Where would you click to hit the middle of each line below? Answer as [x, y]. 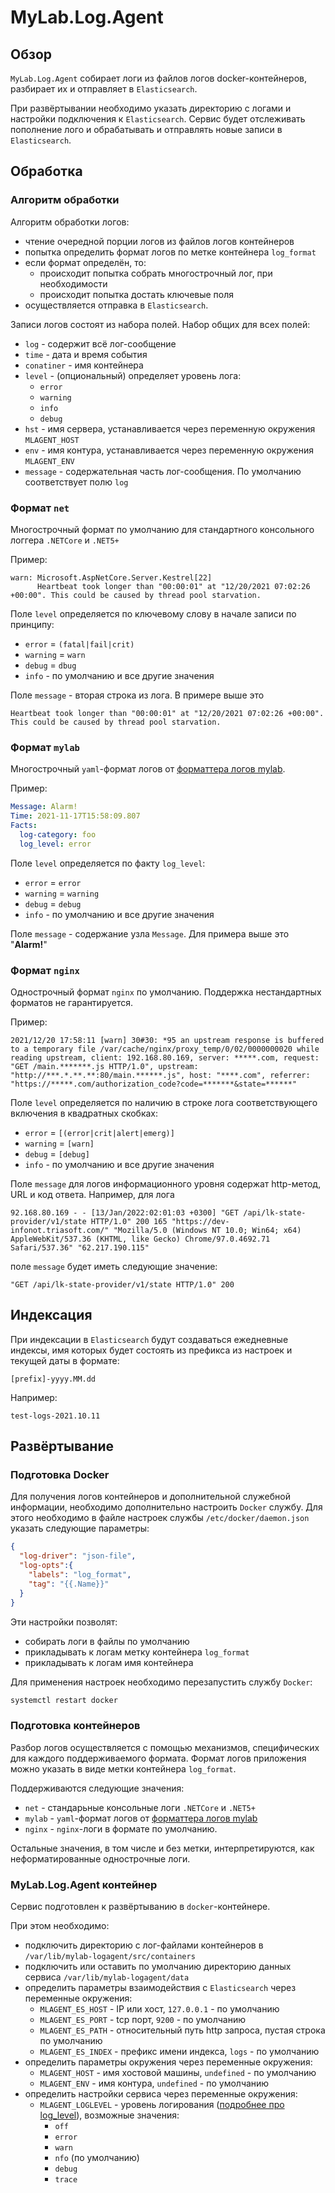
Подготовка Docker [60, 1475]
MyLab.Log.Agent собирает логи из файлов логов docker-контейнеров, [158, 78]
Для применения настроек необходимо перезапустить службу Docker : [161, 1682]
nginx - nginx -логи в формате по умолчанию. [121, 1828]
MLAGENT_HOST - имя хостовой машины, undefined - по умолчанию [178, 2073]
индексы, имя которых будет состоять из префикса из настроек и [151, 1350]
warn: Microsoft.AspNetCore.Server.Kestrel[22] [111, 577]
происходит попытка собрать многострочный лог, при [156, 273]
